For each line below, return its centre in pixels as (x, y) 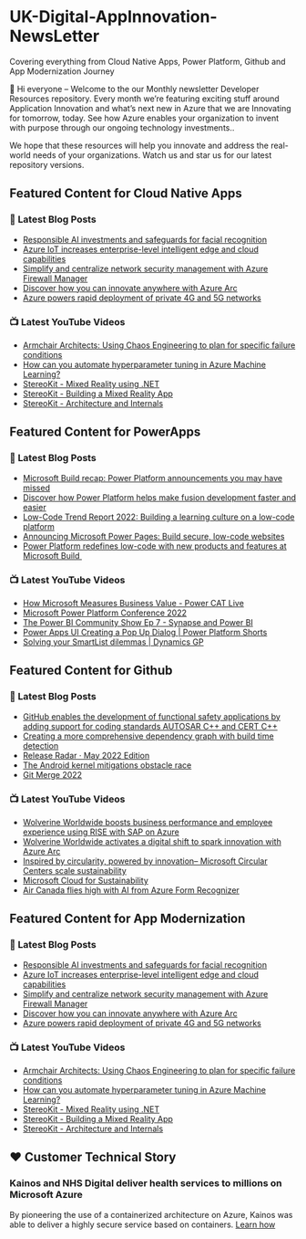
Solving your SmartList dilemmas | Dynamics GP (113, 642)
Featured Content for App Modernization (127, 919)
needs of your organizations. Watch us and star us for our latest (152, 155)
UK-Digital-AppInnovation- (113, 17)
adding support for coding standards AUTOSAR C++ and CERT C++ (150, 726)
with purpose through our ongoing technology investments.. (122, 127)
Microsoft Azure (46, 1195)
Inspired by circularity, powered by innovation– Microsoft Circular (145, 861)
